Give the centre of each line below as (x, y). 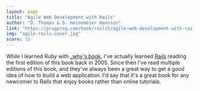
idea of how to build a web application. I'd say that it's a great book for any (98, 75)
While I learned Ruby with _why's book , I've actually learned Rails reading (96, 56)
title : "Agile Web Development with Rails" (61, 17)
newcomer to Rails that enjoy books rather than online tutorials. (84, 81)
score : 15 (18, 39)
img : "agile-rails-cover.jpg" (44, 34)
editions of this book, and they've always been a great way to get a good (95, 69)
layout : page (22, 12)
